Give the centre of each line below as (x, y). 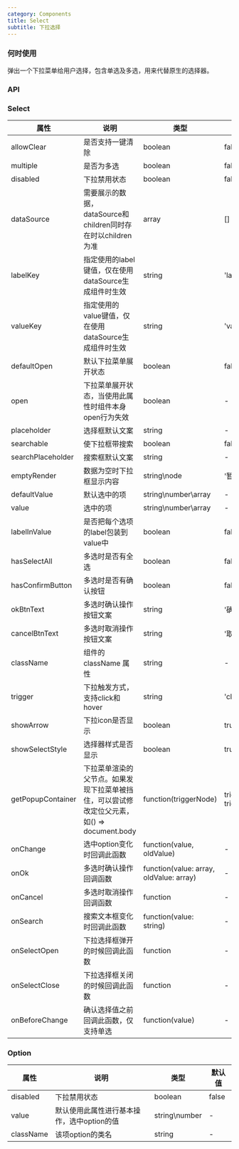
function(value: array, (179, 868)
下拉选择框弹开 (108, 940)
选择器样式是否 (108, 744)
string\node (163, 475)
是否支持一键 (105, 142)
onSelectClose (36, 985)
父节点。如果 (105, 779)
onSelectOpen (35, 950)
